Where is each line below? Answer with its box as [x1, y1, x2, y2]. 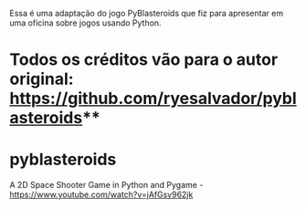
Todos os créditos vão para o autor [9, 49, 279, 70]
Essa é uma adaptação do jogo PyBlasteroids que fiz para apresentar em [9, 8, 284, 18]
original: [9, 68, 75, 89]
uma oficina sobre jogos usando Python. [9, 17, 162, 28]
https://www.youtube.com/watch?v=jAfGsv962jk [9, 189, 194, 200]
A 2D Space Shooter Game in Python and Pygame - [9, 180, 204, 191]
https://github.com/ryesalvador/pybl [9, 89, 297, 109]
